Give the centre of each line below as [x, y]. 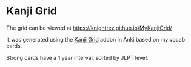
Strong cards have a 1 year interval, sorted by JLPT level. [77, 57]
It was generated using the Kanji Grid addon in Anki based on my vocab [96, 39]
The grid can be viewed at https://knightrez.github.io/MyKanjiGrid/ [89, 28]
